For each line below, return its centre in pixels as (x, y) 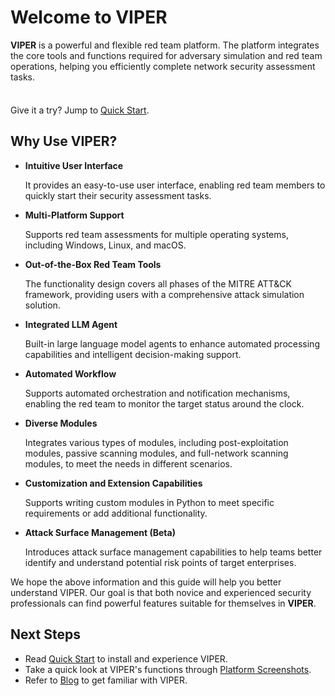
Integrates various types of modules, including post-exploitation (156, 442)
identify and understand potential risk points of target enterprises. (160, 562)
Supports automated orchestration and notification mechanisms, (157, 393)
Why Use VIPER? (64, 141)
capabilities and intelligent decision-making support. (133, 354)
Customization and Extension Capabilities (113, 483)
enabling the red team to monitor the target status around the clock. (164, 403)
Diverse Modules (61, 423)
